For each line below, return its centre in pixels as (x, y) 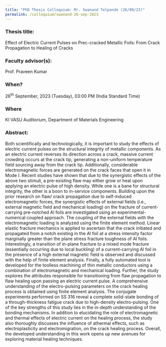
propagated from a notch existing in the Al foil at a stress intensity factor (79, 233)
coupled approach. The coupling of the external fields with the (90, 217)
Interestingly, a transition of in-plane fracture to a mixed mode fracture (77, 244)
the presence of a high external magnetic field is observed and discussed (80, 255)
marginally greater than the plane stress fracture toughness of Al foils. (77, 239)
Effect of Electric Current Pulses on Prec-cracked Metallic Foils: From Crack (83, 42)
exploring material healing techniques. (44, 339)
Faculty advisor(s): (28, 61)
